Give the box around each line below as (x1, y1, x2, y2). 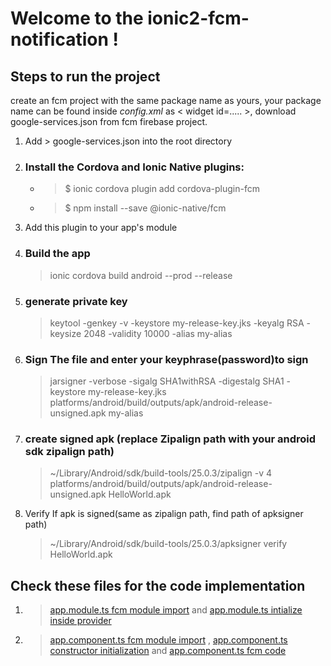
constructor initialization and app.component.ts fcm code (49, 645, 287, 657)
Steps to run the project (10, 68, 161, 85)
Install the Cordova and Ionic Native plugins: (24, 160, 245, 174)
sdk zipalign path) (24, 445, 115, 459)
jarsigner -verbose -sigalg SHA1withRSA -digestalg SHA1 (49, 375, 285, 387)
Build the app (24, 247, 91, 261)
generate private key (24, 294, 128, 308)
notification (10, 28, 109, 51)
